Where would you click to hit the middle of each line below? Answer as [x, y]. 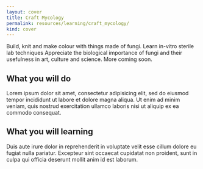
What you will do [39, 78]
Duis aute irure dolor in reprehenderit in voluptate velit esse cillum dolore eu [101, 146]
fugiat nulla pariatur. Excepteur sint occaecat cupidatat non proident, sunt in [102, 153]
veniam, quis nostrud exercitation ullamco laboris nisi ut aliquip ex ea [93, 106]
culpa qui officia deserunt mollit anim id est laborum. [72, 159]
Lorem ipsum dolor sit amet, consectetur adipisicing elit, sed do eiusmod [98, 93]
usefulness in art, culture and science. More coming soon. [79, 59]
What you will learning [50, 132]
